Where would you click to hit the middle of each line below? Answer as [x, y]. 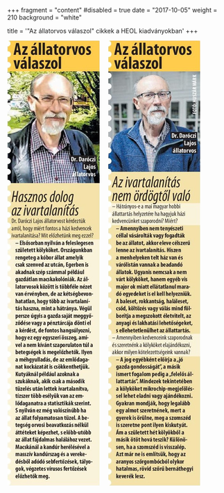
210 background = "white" [44, 17]
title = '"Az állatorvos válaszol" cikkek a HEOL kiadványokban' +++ [103, 31]
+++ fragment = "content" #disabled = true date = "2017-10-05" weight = [112, 10]
